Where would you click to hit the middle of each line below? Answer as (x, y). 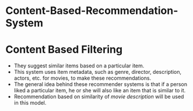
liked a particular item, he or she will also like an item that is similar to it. (100, 91)
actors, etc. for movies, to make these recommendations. (83, 78)
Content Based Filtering (64, 50)
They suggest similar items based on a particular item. (79, 66)
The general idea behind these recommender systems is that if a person (101, 84)
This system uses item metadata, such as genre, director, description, (98, 72)
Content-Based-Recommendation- (92, 11)
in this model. (30, 103)
